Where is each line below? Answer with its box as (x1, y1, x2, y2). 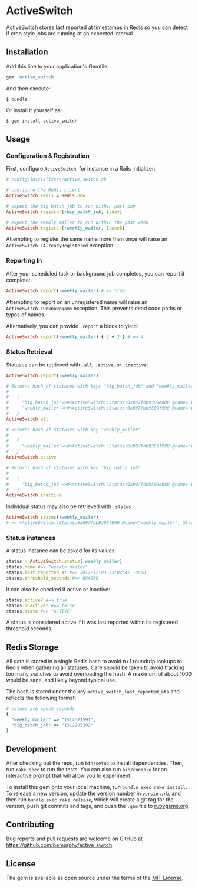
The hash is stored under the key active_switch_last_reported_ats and (6, 688, 180, 695)
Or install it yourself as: (6, 106, 62, 113)
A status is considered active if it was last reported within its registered (6, 618, 179, 626)
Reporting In (6, 257, 42, 265)
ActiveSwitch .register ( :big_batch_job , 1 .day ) (6, 208, 123, 215)
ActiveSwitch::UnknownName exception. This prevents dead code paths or (6, 305, 183, 312)
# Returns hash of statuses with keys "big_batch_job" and (6, 383, 154, 389)
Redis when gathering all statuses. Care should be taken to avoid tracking (6, 664, 185, 671)
